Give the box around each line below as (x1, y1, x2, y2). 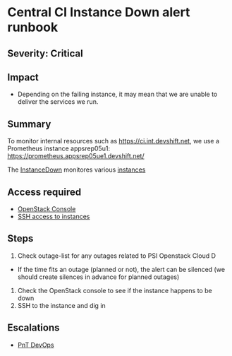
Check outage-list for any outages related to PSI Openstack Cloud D (17, 251, 216, 260)
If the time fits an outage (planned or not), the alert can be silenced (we (17, 265, 226, 273)
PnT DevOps (17, 340, 54, 349)
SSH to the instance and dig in (17, 301, 106, 309)
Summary (7, 118, 51, 130)
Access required (7, 186, 82, 198)
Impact (7, 71, 39, 83)
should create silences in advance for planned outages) (17, 273, 180, 281)
